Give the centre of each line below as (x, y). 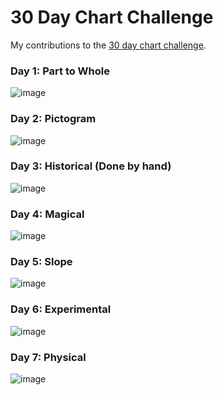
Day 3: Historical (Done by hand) (91, 166)
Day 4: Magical (47, 214)
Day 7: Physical (48, 357)
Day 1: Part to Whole (60, 71)
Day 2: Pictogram (53, 119)
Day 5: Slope (41, 262)
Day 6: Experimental (61, 309)
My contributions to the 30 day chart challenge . (108, 45)
